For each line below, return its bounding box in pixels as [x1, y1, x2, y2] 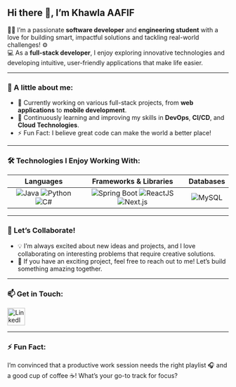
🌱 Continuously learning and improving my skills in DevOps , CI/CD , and [17, 114, 225, 122]
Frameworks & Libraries [91, 177, 173, 186]
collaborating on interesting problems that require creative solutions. [17, 250, 216, 258]
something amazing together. [17, 264, 103, 273]
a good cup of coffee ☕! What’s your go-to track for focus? [7, 372, 178, 380]
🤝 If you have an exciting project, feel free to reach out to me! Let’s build [17, 257, 226, 265]
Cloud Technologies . [17, 121, 79, 130]
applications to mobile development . [17, 106, 127, 114]
